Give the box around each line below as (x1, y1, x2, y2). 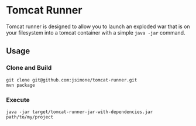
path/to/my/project (6, 114, 54, 120)
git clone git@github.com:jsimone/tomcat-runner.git (6, 77, 137, 83)
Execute (6, 96, 30, 104)
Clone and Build (6, 64, 52, 72)
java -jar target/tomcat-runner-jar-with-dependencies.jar (6, 109, 153, 115)
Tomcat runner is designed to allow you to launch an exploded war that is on (6, 23, 190, 30)
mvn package (6, 82, 35, 88)
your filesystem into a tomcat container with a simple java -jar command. (6, 29, 185, 36)
